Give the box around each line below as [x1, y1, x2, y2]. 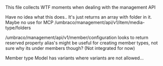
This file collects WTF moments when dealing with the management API [5, 5, 156, 10]
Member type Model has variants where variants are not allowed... [5, 55, 144, 61]
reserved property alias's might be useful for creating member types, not [5, 40, 158, 46]
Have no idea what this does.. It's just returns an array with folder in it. [5, 14, 152, 20]
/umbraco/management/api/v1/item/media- [54, 20, 145, 25]
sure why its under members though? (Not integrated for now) [5, 45, 136, 51]
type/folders [5, 25, 31, 31]
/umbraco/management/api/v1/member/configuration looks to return [5, 35, 149, 40]
